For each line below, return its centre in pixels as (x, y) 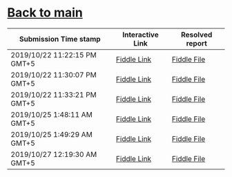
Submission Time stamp (60, 39)
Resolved (196, 35)
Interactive (140, 35)
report (196, 43)
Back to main (45, 13)
